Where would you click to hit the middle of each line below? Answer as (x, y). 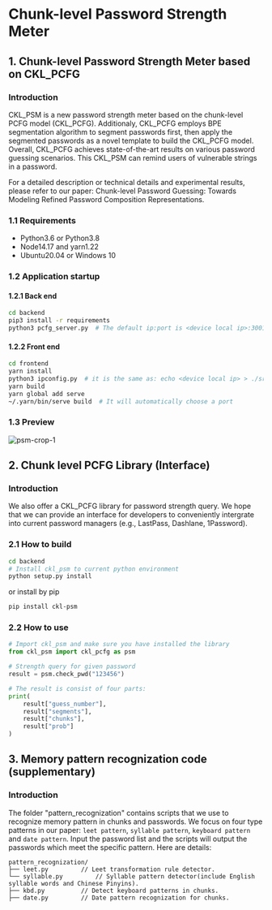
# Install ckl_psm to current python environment (94, 569)
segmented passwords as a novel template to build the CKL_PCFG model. (131, 140)
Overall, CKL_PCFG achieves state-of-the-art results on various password (132, 149)
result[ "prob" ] (49, 727)
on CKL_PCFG (45, 74)
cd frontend (28, 364)
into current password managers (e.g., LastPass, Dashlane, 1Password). (128, 524)
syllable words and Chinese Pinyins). (74, 883)
